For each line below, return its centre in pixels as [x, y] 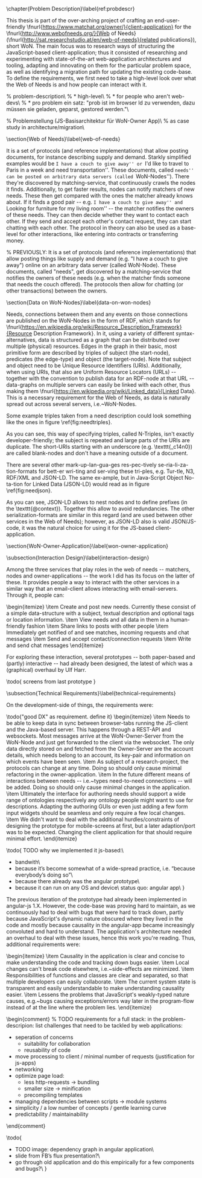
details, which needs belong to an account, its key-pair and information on [99, 755]
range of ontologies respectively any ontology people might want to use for [100, 800]
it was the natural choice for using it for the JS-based [88, 528]
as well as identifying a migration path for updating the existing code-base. [99, 72]
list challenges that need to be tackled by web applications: [109, 1025]
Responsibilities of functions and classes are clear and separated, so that [97, 975]
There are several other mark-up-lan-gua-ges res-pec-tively [81, 465]
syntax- [185, 333]
